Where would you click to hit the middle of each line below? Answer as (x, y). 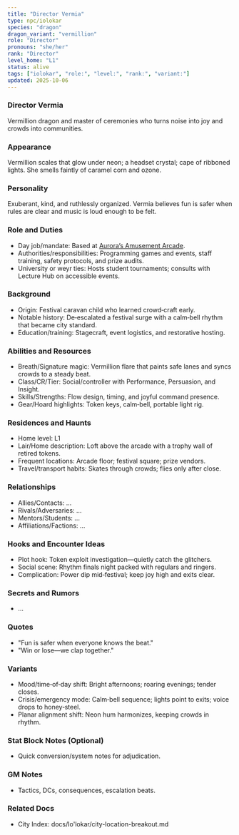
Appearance (29, 147)
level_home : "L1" (33, 61)
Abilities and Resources (49, 351)
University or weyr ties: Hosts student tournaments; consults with (114, 268)
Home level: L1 (39, 439)
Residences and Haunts (49, 423)
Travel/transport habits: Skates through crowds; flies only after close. (119, 468)
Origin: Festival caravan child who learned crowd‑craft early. (106, 309)
